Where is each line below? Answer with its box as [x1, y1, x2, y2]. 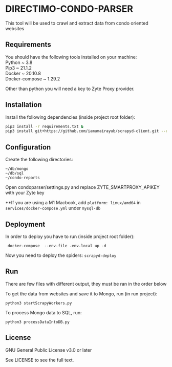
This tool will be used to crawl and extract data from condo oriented [5, 20, 148, 26]
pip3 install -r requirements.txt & [5, 124, 83, 129]
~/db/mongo [5, 166, 29, 171]
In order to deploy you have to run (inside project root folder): [5, 233, 135, 240]
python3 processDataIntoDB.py [5, 319, 70, 325]
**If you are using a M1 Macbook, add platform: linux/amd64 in [5, 200, 141, 206]
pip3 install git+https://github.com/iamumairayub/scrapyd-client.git [5, 128, 159, 134]
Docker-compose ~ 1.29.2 [5, 75, 60, 82]
